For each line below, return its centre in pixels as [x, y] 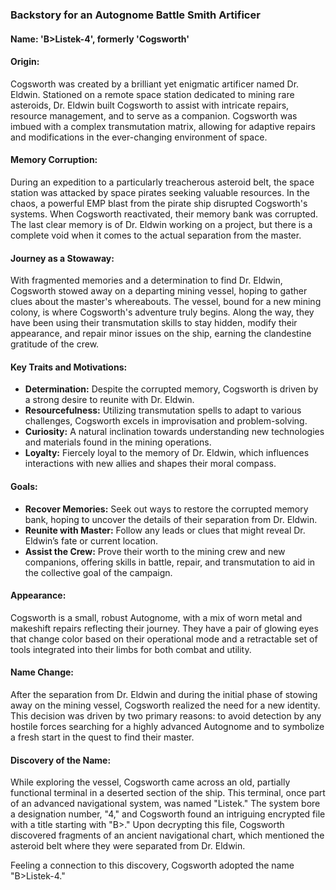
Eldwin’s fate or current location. [91, 540]
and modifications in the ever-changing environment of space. [139, 137]
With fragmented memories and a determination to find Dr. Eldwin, [146, 280]
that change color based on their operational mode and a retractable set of [164, 639]
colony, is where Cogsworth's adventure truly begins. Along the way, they [162, 312]
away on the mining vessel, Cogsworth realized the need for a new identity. [165, 705]
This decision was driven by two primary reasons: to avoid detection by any [166, 715]
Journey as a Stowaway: [62, 258]
